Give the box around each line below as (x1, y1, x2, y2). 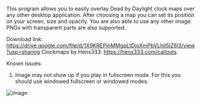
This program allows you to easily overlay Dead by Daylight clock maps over (6, 5, 195, 12)
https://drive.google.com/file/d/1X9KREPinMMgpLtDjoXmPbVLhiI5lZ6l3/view (6, 42, 195, 49)
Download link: (6, 36, 43, 42)
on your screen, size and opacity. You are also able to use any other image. (6, 18, 192, 24)
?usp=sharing (6, 48, 40, 55)
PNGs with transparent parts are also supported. (6, 24, 126, 31)
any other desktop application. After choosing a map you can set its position (6, 11, 195, 18)
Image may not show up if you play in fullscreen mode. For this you (14, 72, 181, 78)
